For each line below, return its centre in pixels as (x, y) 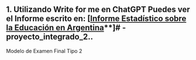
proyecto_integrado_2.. (50, 37)
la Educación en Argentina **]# (63, 28)
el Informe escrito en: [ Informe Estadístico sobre (96, 19)
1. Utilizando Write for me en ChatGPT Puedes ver (98, 10)
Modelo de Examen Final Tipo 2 (44, 51)
